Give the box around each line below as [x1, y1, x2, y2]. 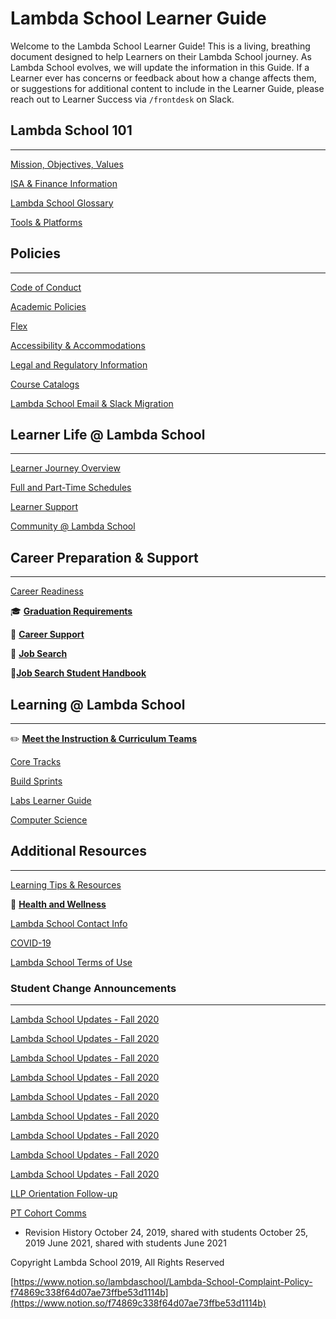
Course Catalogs [10, 378, 80, 390]
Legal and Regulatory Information [10, 358, 148, 371]
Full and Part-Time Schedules [10, 482, 132, 494]
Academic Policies [10, 300, 87, 312]
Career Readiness [10, 585, 84, 597]
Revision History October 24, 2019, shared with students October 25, [24, 1227, 309, 1239]
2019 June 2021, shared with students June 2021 [24, 1237, 227, 1249]
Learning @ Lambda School [10, 696, 186, 713]
